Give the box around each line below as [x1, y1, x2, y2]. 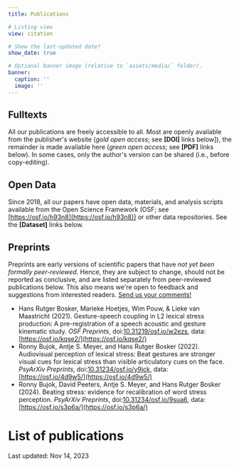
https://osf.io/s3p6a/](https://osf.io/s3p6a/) [21, 403, 148, 411]
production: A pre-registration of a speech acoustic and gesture [18, 319, 206, 328]
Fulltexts [8, 109, 48, 121]
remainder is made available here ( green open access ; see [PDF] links [8, 143, 214, 151]
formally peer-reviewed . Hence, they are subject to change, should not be [8, 268, 225, 276]
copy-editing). [8, 158, 50, 166]
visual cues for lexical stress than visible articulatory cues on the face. [18, 358, 225, 366]
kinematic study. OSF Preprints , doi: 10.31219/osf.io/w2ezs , [18, 327, 190, 336]
